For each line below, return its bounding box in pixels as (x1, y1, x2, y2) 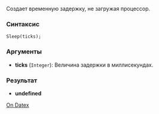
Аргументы (6, 47, 42, 56)
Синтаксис (6, 20, 40, 28)
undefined (14, 89, 42, 97)
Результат (6, 76, 38, 85)
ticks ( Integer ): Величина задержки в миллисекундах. (14, 61, 154, 68)
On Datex (6, 101, 29, 109)
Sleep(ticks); (6, 34, 42, 40)
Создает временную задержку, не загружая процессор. (6, 5, 151, 12)
